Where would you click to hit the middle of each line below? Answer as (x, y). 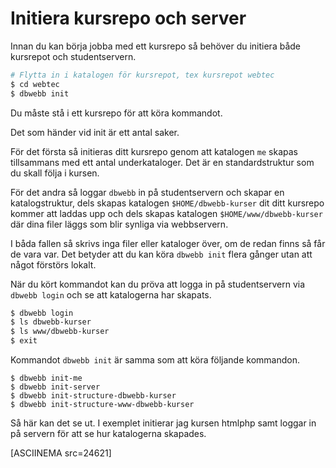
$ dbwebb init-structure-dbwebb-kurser (93, 396)
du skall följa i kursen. (55, 173)
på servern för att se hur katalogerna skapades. (108, 434)
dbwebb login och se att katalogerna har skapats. (111, 294)
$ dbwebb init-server (55, 387)
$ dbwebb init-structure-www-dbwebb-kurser (102, 405)
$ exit (24, 341)
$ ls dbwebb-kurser (51, 322)
